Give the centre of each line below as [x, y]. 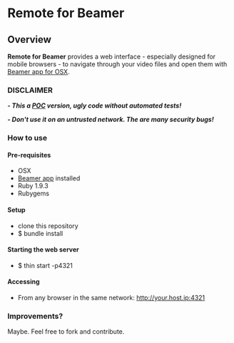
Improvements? [35, 316]
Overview [30, 40]
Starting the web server [44, 250]
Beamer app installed [49, 178]
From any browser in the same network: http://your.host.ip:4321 [111, 298]
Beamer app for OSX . [39, 72]
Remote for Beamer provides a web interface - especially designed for [112, 56]
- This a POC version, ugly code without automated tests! [95, 106]
